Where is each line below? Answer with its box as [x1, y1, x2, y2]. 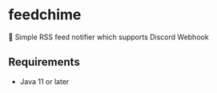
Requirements [8, 55, 80, 69]
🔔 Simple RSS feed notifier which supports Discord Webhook [8, 32, 210, 42]
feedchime [8, 6, 82, 24]
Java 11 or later [19, 76, 70, 86]
